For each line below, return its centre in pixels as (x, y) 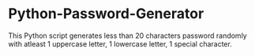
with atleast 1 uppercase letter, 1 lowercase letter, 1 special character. (120, 43)
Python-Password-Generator (106, 14)
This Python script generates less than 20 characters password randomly (127, 35)
